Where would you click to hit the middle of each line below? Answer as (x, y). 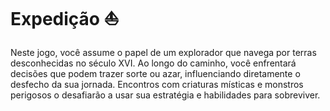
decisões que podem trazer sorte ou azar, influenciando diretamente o (155, 73)
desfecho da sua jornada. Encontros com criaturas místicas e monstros (157, 84)
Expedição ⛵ (65, 19)
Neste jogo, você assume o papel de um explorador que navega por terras (163, 52)
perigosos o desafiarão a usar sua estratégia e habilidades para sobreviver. (165, 95)
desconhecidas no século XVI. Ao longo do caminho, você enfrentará (153, 63)
